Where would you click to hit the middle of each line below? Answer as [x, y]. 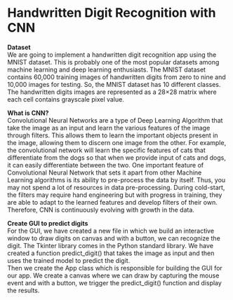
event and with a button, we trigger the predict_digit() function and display [115, 282]
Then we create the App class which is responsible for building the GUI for [115, 268]
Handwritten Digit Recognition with [112, 13]
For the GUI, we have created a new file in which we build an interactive [111, 231]
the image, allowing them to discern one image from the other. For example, [117, 142]
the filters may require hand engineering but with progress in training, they [115, 195]
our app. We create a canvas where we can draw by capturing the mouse [113, 275]
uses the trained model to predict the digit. [69, 260]
